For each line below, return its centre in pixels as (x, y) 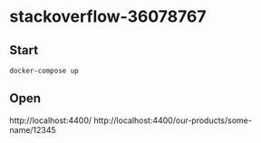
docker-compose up (44, 71)
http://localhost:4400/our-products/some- (173, 120)
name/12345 (33, 129)
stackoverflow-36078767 (108, 17)
